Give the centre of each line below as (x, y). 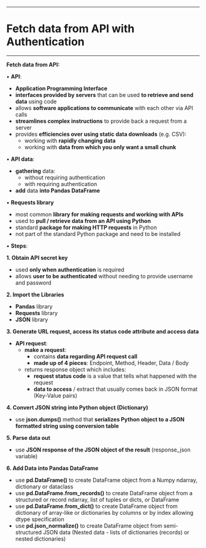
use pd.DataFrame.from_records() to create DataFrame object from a (104, 493)
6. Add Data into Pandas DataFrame (52, 468)
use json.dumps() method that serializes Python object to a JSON (100, 419)
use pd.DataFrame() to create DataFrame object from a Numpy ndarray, (106, 480)
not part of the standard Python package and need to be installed (98, 233)
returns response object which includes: (75, 369)
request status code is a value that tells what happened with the (115, 376)
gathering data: (35, 171)
